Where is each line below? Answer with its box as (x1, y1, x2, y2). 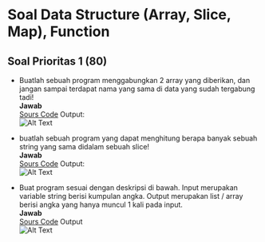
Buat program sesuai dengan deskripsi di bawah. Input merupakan (18, 183, 239, 192)
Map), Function (7, 22, 110, 41)
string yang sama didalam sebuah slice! (18, 142, 149, 151)
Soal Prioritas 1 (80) (7, 54, 108, 68)
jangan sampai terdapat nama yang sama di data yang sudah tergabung (18, 84, 255, 93)
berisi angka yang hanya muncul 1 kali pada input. (18, 200, 183, 209)
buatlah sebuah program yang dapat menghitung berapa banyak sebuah (18, 133, 258, 143)
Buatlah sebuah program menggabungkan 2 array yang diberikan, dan (18, 76, 251, 85)
